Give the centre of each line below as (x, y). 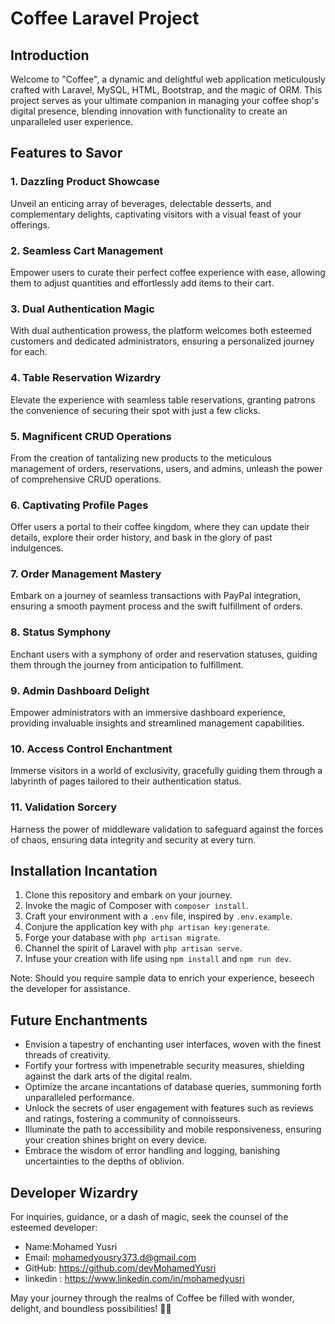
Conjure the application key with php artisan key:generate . (147, 927)
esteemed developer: (54, 1228)
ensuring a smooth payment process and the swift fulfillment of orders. (156, 606)
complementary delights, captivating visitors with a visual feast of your (156, 214)
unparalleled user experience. (71, 121)
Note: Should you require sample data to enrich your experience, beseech (162, 978)
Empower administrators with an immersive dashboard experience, (148, 713)
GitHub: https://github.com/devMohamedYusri (120, 1268)
